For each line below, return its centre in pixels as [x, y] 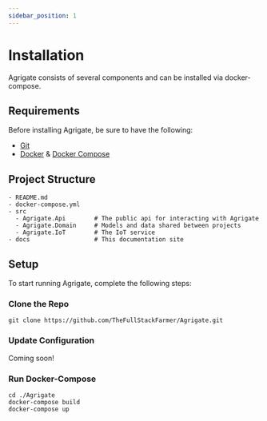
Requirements [44, 111]
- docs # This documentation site [96, 240]
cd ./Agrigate [32, 395]
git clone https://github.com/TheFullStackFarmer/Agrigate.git [116, 320]
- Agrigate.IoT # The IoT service [86, 232]
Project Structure [52, 179]
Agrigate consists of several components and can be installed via [116, 77]
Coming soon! [31, 358]
